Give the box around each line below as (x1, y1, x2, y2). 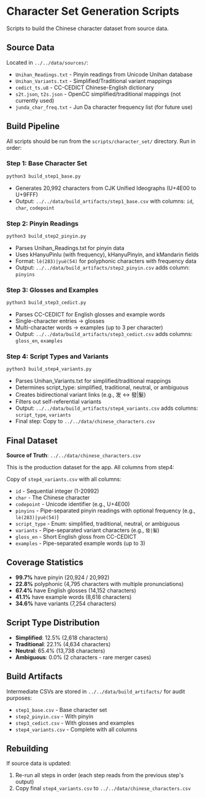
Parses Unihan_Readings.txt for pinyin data (15, 244, 125, 251)
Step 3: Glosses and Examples (6, 286, 99, 294)
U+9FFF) (15, 190, 39, 198)
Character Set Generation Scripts (6, 4, 180, 18)
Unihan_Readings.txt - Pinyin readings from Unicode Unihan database (15, 71, 193, 78)
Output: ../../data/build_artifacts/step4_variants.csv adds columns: (15, 404, 198, 412)
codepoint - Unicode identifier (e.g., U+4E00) (15, 501, 130, 508)
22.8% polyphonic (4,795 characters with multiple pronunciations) (15, 580, 184, 587)
